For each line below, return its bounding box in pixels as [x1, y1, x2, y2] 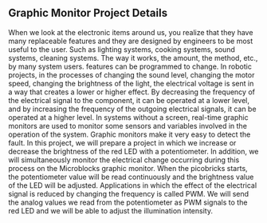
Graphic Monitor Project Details [8, 6, 168, 20]
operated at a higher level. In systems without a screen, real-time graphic [8, 112, 249, 122]
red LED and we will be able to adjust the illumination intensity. [8, 205, 214, 215]
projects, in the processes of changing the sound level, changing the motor [8, 70, 255, 79]
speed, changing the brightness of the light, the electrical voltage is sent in [8, 78, 254, 88]
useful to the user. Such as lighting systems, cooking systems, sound [8, 44, 235, 54]
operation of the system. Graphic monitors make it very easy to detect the [8, 129, 251, 139]
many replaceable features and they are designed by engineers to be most [8, 36, 253, 46]
